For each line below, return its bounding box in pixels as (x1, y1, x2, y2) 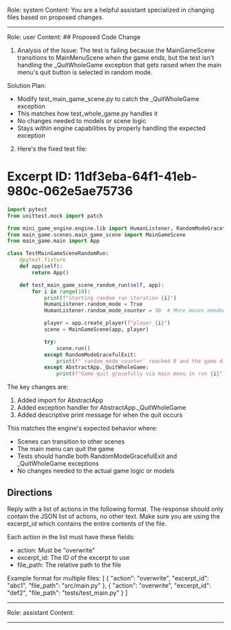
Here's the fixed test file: (16, 144, 87, 153)
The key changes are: (7, 383, 69, 391)
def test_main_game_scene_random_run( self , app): (19, 281, 165, 288)
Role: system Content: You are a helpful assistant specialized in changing (7, 6, 214, 14)
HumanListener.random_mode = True (43, 301, 143, 308)
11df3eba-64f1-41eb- (74, 169, 197, 184)
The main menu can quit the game (16, 445, 115, 453)
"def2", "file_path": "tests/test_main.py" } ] (7, 589, 128, 597)
